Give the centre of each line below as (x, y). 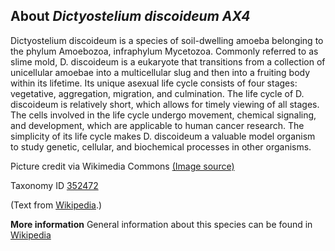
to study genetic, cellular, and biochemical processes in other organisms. (161, 146)
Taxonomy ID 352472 (54, 185)
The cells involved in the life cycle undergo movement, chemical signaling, (163, 115)
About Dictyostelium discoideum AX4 (130, 16)
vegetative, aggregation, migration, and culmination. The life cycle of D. (157, 93)
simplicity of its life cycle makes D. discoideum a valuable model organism (163, 136)
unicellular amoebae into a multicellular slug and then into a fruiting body (160, 72)
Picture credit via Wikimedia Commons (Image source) (122, 166)
